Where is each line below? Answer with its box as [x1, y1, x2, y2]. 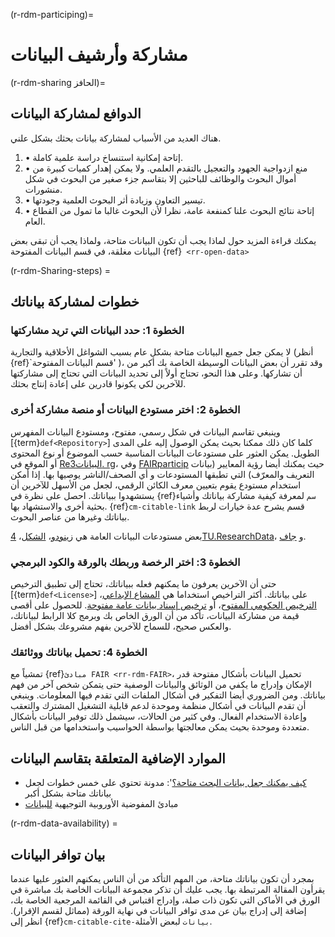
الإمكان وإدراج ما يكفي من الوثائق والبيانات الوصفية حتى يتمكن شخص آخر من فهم [10, 679, 312, 691]
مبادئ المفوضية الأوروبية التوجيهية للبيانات [24, 798, 179, 810]
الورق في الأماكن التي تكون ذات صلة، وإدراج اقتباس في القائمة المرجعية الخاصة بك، [10, 894, 321, 906]
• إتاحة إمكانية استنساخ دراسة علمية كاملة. [24, 151, 183, 163]
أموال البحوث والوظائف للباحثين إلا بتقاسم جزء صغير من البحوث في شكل [24, 172, 297, 184]
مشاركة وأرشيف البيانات [10, 44, 188, 66]
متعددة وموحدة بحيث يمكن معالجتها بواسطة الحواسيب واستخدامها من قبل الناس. [10, 721, 310, 733]
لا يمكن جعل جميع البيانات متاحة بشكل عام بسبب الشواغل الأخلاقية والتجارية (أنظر [10, 346, 314, 358]
